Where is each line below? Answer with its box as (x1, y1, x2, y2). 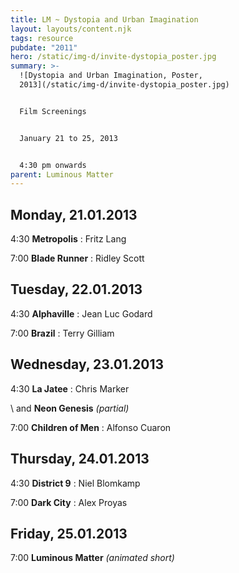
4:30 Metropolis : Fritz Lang (10, 233, 127, 245)
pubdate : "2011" (10, 42, 78, 53)
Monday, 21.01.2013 (10, 206, 138, 223)
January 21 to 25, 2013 (19, 133, 118, 143)
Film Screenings (19, 106, 87, 116)
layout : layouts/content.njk (10, 24, 132, 34)
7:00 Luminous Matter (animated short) (10, 552, 175, 564)
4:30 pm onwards (19, 160, 87, 170)
